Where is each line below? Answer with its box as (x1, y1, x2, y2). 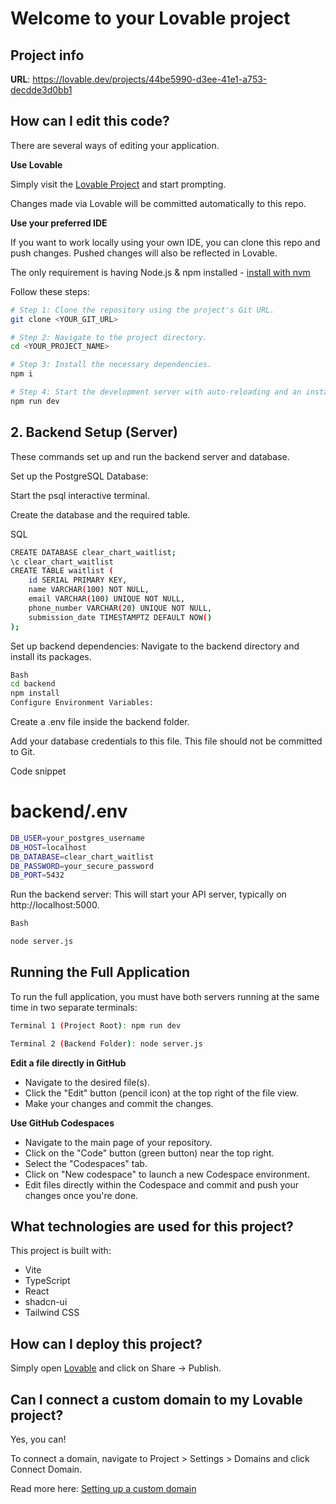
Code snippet (10, 765, 67, 777)
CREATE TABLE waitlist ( (10, 566, 114, 576)
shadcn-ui (24, 1296, 68, 1308)
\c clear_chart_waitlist (10, 557, 114, 567)
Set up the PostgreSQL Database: (10, 470, 149, 482)
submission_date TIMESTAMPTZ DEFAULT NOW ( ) (28, 612, 213, 622)
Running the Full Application (10, 964, 190, 981)
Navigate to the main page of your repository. (24, 1136, 213, 1148)
